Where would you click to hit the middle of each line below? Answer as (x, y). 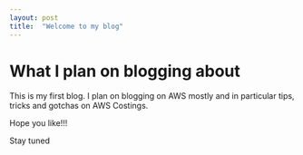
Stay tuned (29, 140)
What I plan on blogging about (125, 71)
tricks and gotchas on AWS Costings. (79, 106)
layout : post (34, 18)
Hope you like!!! (39, 123)
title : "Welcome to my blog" (67, 26)
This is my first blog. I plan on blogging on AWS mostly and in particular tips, (152, 96)
